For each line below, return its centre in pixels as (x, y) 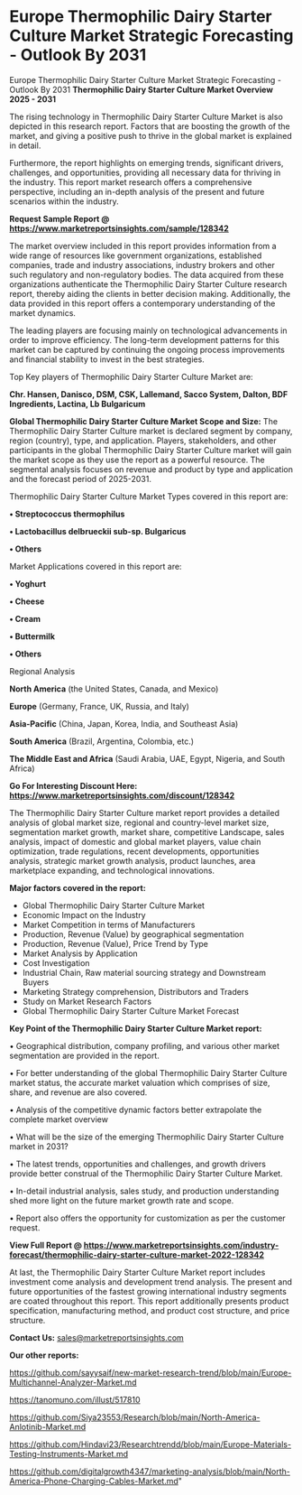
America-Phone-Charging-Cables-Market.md (94, 1481)
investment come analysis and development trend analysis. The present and (151, 1281)
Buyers (36, 982)
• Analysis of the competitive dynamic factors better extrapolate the (136, 1110)
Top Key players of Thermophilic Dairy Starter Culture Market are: (132, 376)
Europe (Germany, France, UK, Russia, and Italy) (99, 706)
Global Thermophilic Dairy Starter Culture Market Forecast (131, 1011)
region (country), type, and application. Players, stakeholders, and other (143, 441)
